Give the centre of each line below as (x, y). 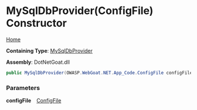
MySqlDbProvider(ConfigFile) (80, 11)
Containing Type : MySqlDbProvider (49, 50)
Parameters (23, 88)
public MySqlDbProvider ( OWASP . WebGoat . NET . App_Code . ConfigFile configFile (99, 73)
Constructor (37, 23)
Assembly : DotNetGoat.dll (38, 62)
